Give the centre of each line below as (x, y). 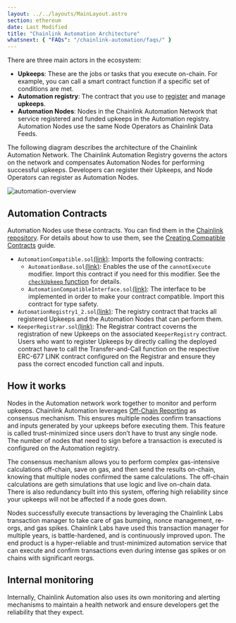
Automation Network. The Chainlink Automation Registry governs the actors (117, 155)
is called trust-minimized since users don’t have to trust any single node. (113, 433)
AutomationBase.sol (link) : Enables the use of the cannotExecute (119, 266)
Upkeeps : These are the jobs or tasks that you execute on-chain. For (117, 74)
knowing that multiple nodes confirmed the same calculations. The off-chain (118, 476)
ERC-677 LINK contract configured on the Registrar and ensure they (117, 356)
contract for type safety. (63, 303)
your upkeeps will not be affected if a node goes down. (87, 499)
